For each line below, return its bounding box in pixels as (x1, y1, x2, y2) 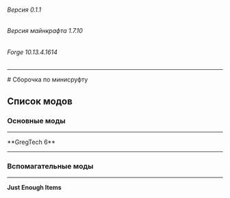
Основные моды (7, 116, 66, 125)
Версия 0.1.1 (7, 5, 42, 14)
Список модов (7, 95, 73, 107)
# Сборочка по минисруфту (7, 75, 88, 84)
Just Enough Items (7, 184, 62, 192)
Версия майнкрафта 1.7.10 (7, 27, 84, 35)
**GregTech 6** (7, 138, 56, 147)
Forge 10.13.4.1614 (7, 48, 58, 56)
